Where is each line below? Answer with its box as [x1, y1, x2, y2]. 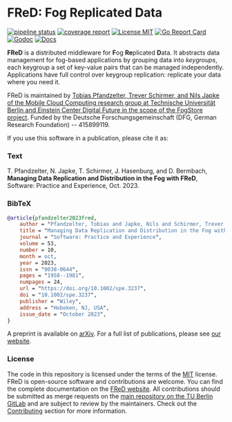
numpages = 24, [19, 278, 64, 286]
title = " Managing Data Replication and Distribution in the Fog [19, 227, 212, 234]
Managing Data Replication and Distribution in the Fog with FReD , [7, 174, 198, 182]
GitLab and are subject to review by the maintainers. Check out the [7, 399, 197, 407]
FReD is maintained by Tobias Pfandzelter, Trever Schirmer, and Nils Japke [7, 91, 220, 99]
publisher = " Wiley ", [19, 298, 81, 305]
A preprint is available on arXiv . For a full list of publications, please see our [7, 329, 222, 338]
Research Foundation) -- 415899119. [7, 120, 110, 128]
